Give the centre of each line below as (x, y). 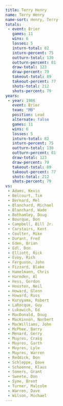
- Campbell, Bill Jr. (30, 224)
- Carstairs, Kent (27, 229)
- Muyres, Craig (25, 338)
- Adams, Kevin (24, 191)
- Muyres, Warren (26, 353)
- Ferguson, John (26, 262)
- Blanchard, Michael (30, 205)
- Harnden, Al (23, 276)
